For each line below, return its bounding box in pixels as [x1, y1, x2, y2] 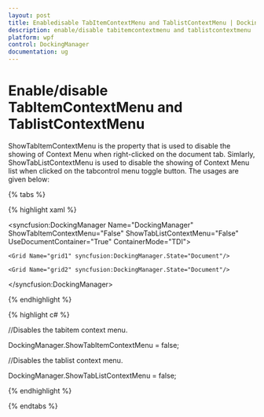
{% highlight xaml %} [8, 205, 77, 214]
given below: [8, 174, 49, 184]
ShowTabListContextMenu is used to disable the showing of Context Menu [8, 158, 250, 167]
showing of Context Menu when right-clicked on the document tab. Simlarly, [8, 149, 255, 159]
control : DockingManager [8, 41, 90, 49]
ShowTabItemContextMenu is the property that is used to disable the [8, 141, 231, 150]
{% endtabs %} [8, 401, 58, 411]
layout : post [8, 11, 51, 20]
